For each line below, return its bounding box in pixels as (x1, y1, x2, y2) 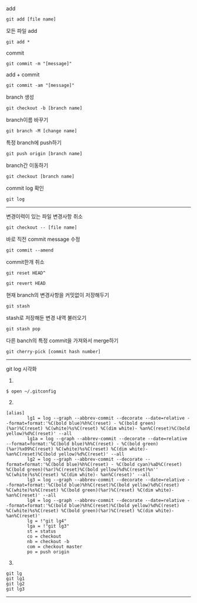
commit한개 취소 (6, 259, 45, 265)
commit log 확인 (6, 185, 44, 192)
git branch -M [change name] (6, 128, 77, 134)
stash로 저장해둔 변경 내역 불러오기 (6, 314, 87, 321)
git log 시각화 (6, 366, 37, 372)
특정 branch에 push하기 (6, 139, 62, 146)
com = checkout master (27, 544, 83, 550)
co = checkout (27, 534, 62, 540)
